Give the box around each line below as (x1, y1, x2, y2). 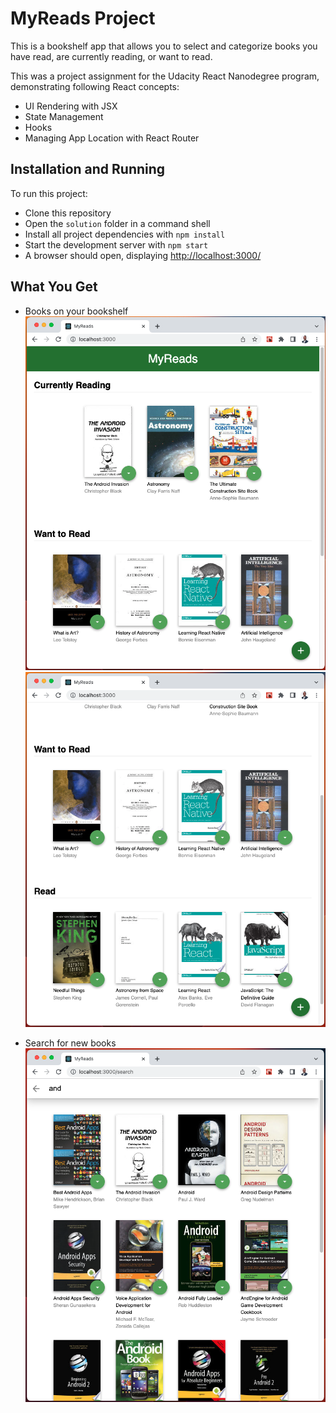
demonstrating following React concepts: (10, 80, 180, 92)
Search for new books (24, 1037, 117, 1049)
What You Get (10, 278, 98, 296)
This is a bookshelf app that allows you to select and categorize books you (10, 40, 318, 52)
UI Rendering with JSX (24, 100, 118, 112)
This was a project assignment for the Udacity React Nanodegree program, (10, 70, 320, 82)
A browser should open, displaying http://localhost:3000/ (24, 249, 262, 261)
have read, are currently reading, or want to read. (10, 50, 213, 62)
